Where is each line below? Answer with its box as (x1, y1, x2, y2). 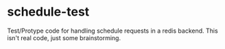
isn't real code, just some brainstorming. (7, 33, 121, 42)
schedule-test (7, 4, 90, 20)
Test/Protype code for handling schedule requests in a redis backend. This (7, 27, 218, 35)
